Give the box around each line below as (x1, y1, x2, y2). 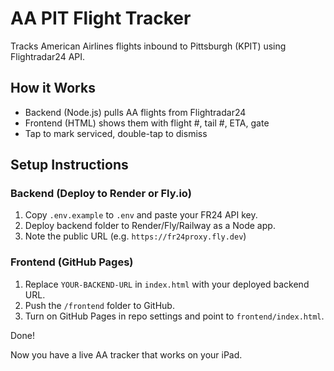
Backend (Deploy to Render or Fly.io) (10, 187, 192, 201)
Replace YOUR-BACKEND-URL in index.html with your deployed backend (24, 278, 310, 290)
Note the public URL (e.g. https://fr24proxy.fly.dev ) (24, 230, 247, 242)
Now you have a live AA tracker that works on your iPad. (10, 348, 243, 361)
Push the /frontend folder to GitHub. (24, 299, 175, 311)
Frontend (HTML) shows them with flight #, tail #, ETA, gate (24, 117, 270, 129)
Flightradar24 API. (10, 50, 86, 62)
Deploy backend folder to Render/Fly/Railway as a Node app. (24, 220, 276, 232)
